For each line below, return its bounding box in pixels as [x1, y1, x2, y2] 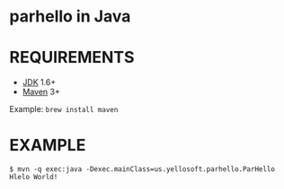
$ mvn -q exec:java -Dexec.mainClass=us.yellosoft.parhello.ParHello [9, 165, 276, 174]
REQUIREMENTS [9, 47, 135, 68]
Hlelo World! [9, 173, 58, 182]
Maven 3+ [22, 87, 60, 98]
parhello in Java [9, 6, 131, 27]
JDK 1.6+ [22, 77, 57, 88]
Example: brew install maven [9, 104, 119, 115]
